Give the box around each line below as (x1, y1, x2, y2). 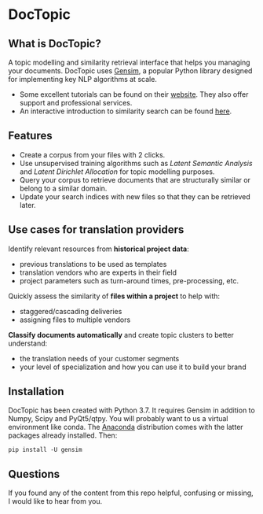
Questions (8, 467, 60, 481)
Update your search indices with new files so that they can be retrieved (19, 191, 251, 202)
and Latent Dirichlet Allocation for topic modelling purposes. (19, 167, 215, 176)
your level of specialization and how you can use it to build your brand (19, 362, 247, 372)
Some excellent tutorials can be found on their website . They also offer (19, 90, 249, 99)
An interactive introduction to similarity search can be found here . (19, 106, 232, 116)
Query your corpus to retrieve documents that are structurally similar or (19, 175, 251, 184)
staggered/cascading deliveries (19, 306, 122, 316)
